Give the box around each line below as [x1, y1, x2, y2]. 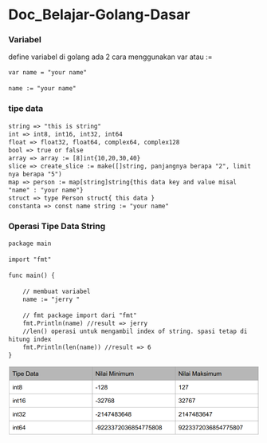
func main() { [8, 271, 56, 280]
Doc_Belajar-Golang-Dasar [8, 6, 190, 24]
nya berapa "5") [8, 170, 62, 178]
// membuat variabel [22, 287, 91, 296]
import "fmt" [8, 255, 52, 264]
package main [8, 239, 52, 248]
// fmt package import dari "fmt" [22, 311, 137, 320]
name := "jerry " [22, 295, 80, 304]
